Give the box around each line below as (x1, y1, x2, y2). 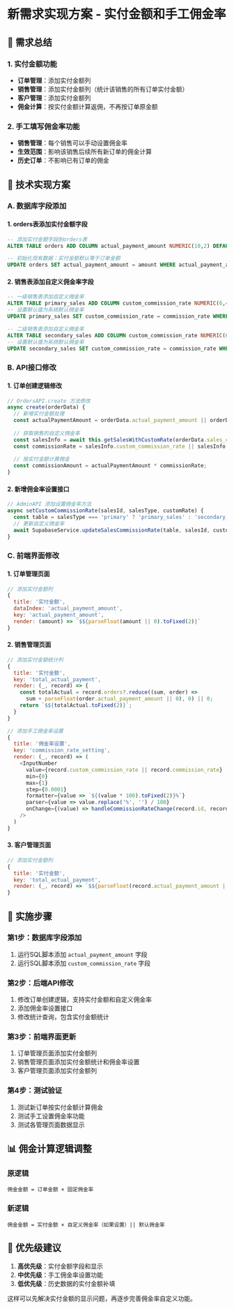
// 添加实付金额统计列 (7, 656, 64, 664)
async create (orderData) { (7, 404, 86, 411)
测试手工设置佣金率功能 (17, 1111, 85, 1120)
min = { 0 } (25, 773, 49, 780)
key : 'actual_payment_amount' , (13, 612, 104, 619)
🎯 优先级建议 (7, 1242, 61, 1254)
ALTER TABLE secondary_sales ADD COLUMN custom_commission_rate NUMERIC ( (7, 332, 226, 339)
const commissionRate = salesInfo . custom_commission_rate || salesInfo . (13, 443, 229, 450)
